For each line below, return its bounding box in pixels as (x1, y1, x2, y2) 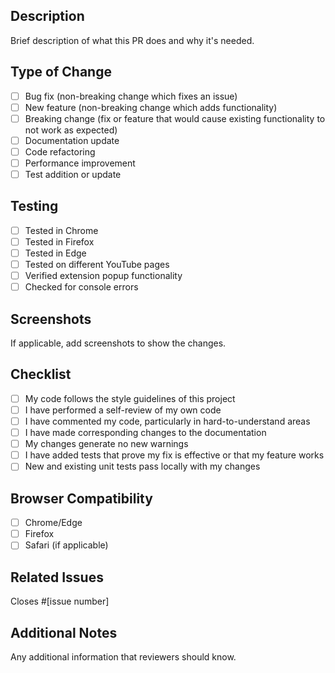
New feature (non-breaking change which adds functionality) (24, 101, 278, 113)
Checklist (10, 366, 72, 383)
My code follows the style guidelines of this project (24, 392, 236, 404)
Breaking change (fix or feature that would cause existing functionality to (24, 112, 326, 124)
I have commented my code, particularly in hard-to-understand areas (24, 415, 311, 427)
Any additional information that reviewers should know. (10, 650, 237, 663)
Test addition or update (24, 169, 122, 180)
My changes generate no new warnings (24, 438, 189, 450)
